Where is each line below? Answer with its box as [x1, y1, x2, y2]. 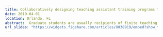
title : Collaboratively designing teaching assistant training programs [5, 7, 155, 12]
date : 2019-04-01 [5, 12, 40, 16]
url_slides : [5, 25, 29, 30]
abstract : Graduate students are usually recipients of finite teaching [5, 20, 158, 25]
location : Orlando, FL [5, 16, 51, 21]
